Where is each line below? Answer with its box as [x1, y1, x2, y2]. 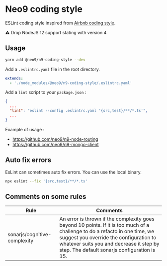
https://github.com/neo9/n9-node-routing [12, 136, 98, 142]
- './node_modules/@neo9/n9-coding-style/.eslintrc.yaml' [9, 81, 133, 86]
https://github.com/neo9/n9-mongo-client [12, 141, 99, 147]
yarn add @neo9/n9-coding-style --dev [5, 57, 85, 62]
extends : [5, 76, 23, 81]
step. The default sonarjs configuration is [59, 247, 156, 254]
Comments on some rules [5, 192, 86, 201]
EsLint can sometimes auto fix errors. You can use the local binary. [5, 169, 142, 175]
